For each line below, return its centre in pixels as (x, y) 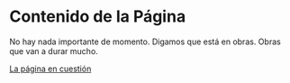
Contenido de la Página (98, 17)
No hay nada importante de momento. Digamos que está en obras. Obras (145, 41)
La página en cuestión (50, 69)
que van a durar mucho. (54, 51)
